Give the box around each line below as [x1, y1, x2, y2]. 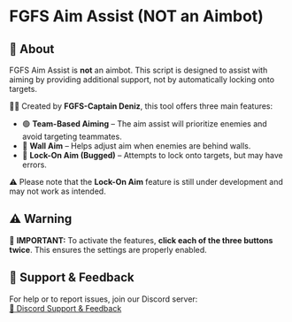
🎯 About [9, 42, 55, 57]
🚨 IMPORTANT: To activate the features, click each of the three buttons [9, 234, 273, 245]
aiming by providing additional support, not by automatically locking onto [9, 74, 275, 85]
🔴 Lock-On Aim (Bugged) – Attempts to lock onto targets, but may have [21, 150, 283, 160]
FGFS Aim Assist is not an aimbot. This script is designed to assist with [9, 65, 268, 75]
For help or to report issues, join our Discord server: [9, 294, 198, 304]
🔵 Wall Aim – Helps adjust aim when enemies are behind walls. [21, 141, 251, 151]
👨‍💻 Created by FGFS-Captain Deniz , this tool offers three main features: [9, 101, 273, 111]
